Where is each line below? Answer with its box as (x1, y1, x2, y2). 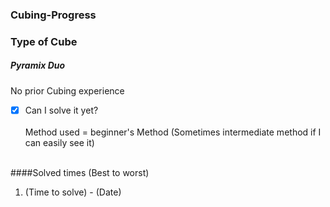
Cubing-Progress (10, 8, 97, 22)
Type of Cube (10, 34, 78, 48)
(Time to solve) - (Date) (24, 186, 122, 198)
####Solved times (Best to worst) (10, 166, 150, 178)
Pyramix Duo (10, 59, 66, 72)
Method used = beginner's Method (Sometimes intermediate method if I (24, 126, 322, 138)
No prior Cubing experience (10, 84, 125, 97)
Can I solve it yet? (24, 104, 99, 116)
